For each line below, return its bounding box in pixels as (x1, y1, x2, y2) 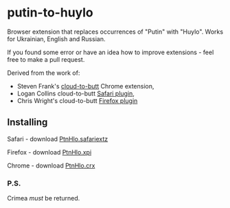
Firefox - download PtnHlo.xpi (7, 148, 92, 156)
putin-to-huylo (7, 5, 94, 21)
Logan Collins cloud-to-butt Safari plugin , (16, 89, 135, 97)
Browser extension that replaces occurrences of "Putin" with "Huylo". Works (7, 27, 224, 36)
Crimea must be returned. (7, 194, 80, 203)
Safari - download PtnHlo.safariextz (7, 135, 108, 143)
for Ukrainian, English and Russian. (7, 34, 106, 43)
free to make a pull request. (7, 55, 85, 63)
